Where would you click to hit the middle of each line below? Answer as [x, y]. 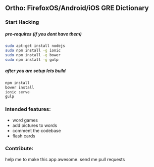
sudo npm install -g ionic [33, 51]
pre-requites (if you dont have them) [44, 34]
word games [25, 120]
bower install [20, 87]
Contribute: [19, 149]
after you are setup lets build [35, 71]
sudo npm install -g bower [33, 55]
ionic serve [17, 92]
